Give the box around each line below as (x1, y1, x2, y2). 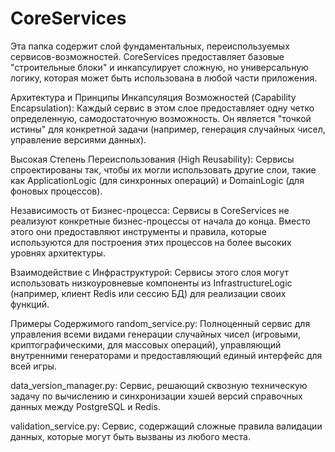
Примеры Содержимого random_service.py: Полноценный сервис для (10, 317, 311, 329)
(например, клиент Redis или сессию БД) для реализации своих (10, 287, 287, 299)
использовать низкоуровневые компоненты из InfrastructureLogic (10, 277, 293, 289)
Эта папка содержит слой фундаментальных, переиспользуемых (10, 40, 290, 52)
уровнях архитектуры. (10, 247, 106, 259)
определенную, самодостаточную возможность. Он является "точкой (10, 112, 312, 124)
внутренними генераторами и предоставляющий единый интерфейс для (10, 349, 323, 361)
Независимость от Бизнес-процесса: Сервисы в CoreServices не (10, 204, 290, 216)
